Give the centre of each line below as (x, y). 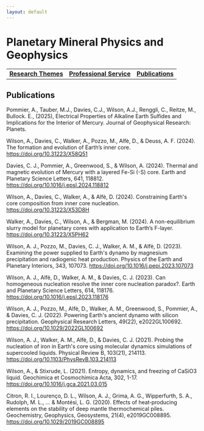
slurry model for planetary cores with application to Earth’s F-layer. (90, 228)
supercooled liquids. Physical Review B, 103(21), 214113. (76, 353)
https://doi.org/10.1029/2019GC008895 (55, 422)
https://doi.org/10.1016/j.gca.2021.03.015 (57, 384)
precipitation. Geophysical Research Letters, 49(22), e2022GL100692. (94, 322)
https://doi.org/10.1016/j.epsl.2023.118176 (58, 297)
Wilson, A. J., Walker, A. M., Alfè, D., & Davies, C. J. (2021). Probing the (95, 340)
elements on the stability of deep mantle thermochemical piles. (85, 409)
